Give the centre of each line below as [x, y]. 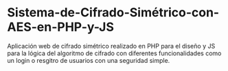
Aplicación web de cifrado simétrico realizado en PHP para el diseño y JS [111, 46]
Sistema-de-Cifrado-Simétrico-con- [113, 13]
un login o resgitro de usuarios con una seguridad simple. [89, 60]
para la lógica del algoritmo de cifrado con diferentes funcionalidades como [114, 53]
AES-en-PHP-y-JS [61, 27]
